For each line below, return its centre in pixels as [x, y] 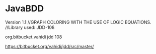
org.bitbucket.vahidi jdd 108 [34, 37]
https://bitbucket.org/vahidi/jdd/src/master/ [50, 46]
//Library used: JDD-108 [30, 27]
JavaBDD [24, 9]
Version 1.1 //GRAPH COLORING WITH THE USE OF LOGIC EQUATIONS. [78, 22]
